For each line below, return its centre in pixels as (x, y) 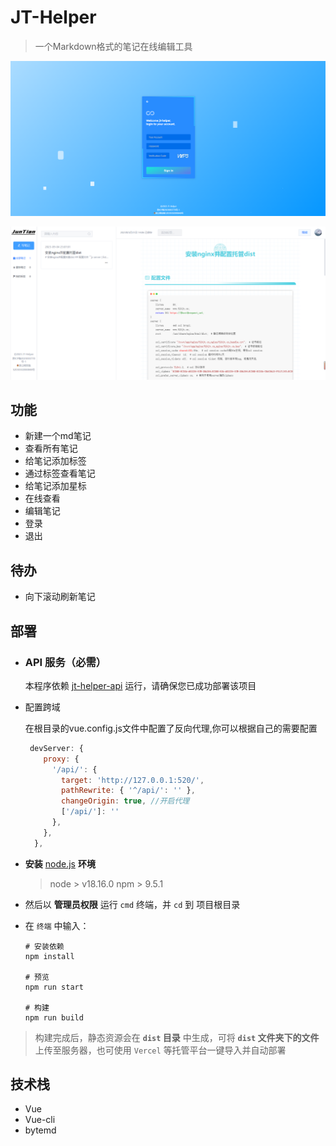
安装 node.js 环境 (60, 863)
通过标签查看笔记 (60, 473)
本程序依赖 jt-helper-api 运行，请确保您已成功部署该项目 (140, 685)
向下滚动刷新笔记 (60, 597)
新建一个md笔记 (58, 436)
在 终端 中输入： (57, 925)
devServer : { (56, 748)
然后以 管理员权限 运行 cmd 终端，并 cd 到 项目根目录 (132, 904)
